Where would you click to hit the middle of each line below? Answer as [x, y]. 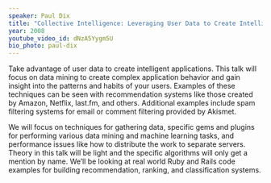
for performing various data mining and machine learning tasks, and [121, 136]
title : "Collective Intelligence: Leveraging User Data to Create [122, 23]
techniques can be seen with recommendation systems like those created [131, 94]
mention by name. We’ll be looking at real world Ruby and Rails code [122, 161]
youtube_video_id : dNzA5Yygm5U [61, 38]
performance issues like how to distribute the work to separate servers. [127, 144]
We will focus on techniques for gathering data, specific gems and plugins [132, 127]
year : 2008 [27, 31]
